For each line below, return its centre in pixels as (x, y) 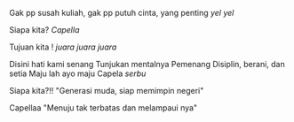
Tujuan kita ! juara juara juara (63, 47)
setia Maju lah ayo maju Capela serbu (78, 73)
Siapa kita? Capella (44, 30)
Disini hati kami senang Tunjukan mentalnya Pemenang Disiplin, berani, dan (147, 64)
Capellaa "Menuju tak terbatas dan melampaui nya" (103, 108)
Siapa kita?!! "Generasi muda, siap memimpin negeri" (107, 91)
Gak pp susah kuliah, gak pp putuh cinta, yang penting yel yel (122, 13)
